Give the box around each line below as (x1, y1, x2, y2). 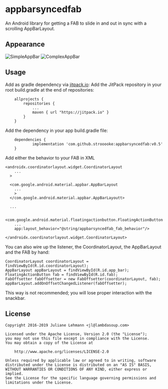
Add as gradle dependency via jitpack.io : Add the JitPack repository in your (5, 82, 162, 88)
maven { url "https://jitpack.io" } (32, 110, 109, 115)
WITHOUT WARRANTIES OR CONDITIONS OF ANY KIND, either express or (5, 367, 147, 372)
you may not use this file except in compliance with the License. (5, 336, 150, 341)
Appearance (5, 40, 45, 49)
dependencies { (14, 137, 46, 142)
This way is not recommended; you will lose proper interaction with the (5, 289, 152, 295)
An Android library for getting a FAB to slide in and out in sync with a (5, 20, 147, 26)
